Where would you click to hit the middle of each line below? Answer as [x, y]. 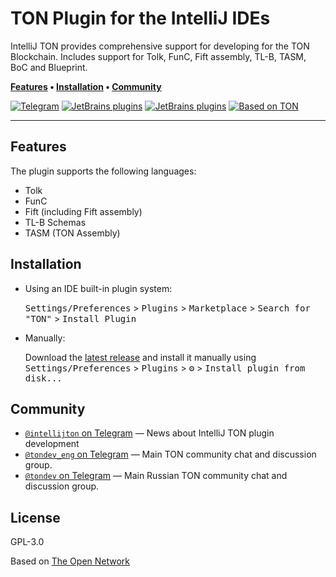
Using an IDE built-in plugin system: [98, 288]
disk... [43, 378]
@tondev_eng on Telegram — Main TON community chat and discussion [170, 454]
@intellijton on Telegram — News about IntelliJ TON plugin [149, 433]
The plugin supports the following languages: [103, 171]
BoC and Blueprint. [49, 67]
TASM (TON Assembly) [72, 233]
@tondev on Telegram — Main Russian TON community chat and [156, 476]
